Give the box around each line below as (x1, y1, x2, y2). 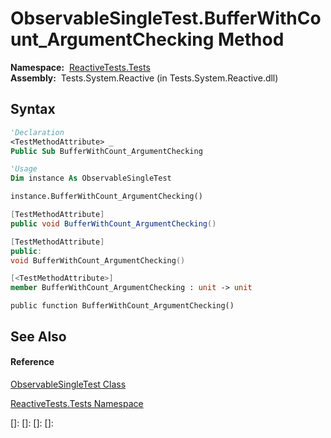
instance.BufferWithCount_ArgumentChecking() (10, 192, 203, 202)
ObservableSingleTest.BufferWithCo (10, 7, 322, 30)
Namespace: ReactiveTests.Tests (10, 61, 151, 73)
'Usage (10, 164, 38, 174)
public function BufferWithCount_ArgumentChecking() (10, 301, 235, 311)
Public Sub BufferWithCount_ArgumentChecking (10, 146, 203, 156)
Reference (10, 356, 55, 368)
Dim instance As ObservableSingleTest (10, 173, 172, 184)
